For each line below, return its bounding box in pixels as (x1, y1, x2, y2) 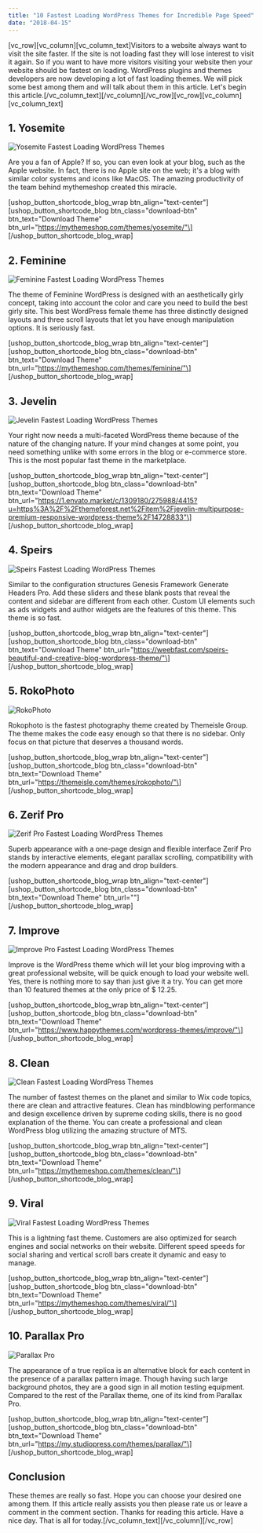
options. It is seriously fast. (8, 323, 96, 333)
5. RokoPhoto (8, 684, 75, 698)
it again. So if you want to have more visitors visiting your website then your (8, 57, 253, 67)
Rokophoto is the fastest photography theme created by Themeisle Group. (8, 720, 249, 730)
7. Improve (8, 924, 60, 937)
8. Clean (8, 1057, 49, 1070)
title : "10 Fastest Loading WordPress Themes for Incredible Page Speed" (8, 11, 255, 20)
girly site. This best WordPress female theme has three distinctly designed (8, 307, 249, 316)
